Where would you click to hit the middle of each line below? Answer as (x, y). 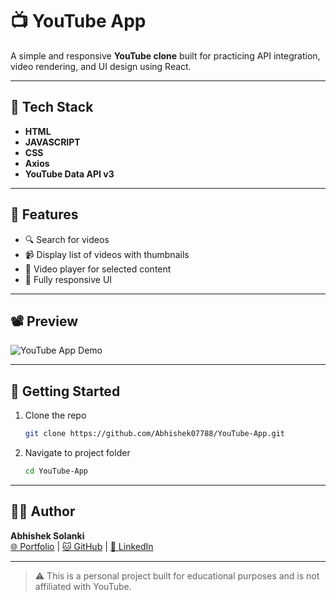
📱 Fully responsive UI (68, 279)
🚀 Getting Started (65, 391)
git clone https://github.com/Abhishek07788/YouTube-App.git (155, 434)
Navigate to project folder (77, 453)
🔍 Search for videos (67, 239)
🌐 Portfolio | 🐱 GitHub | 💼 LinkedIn (82, 546)
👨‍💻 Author (43, 511)
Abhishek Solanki (47, 535)
